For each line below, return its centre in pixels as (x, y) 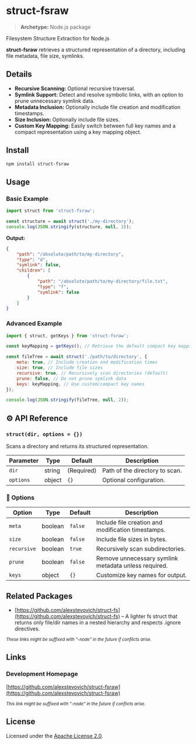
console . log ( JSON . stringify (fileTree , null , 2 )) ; (68, 400)
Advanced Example (34, 324)
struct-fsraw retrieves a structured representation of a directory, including (96, 49)
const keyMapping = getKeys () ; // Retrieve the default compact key (91, 346)
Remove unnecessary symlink (137, 558)
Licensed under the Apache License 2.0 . (55, 736)
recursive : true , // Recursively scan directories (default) (92, 373)
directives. (27, 629)
